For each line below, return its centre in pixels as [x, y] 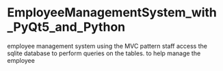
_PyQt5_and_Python [66, 27]
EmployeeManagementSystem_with [112, 13]
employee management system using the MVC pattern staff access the [107, 46]
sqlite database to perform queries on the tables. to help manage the [104, 53]
